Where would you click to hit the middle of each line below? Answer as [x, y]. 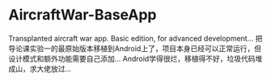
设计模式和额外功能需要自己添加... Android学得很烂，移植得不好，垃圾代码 [132, 58]
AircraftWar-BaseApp [83, 15]
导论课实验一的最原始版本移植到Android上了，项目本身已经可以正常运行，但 [135, 48]
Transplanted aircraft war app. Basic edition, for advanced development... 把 [135, 38]
